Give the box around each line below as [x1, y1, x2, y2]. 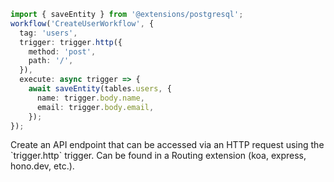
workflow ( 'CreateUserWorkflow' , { [10, 18, 155, 29]
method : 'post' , [28, 46, 97, 57]
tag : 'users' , [19, 28, 78, 38]
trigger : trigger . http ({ [19, 37, 123, 47]
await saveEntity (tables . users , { [28, 84, 172, 94]
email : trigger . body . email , [36, 102, 155, 112]
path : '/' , [28, 56, 74, 66]
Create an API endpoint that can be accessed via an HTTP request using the [10, 139, 325, 151]
